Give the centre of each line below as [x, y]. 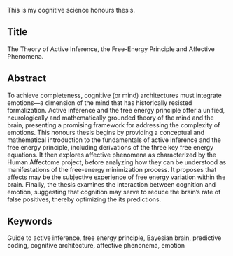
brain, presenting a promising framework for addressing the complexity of [114, 125]
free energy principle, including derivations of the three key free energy [111, 147]
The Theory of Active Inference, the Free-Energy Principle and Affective [111, 49]
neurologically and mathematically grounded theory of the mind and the [111, 118]
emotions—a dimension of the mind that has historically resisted [100, 102]
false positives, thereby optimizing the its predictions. [84, 199]
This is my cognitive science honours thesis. [71, 10]
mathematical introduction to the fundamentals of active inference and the [114, 140]
